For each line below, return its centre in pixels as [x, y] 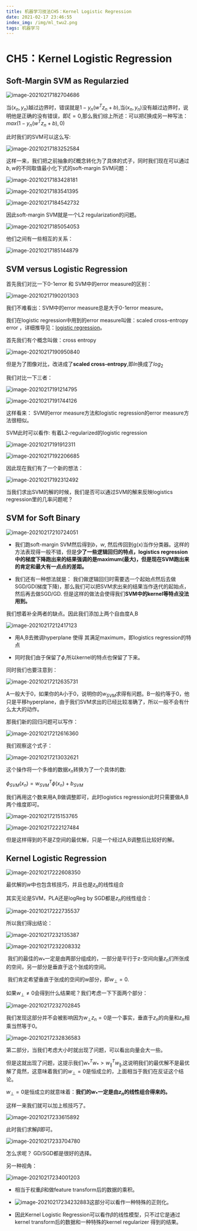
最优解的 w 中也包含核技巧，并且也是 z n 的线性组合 [65, 885]
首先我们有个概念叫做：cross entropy [51, 340]
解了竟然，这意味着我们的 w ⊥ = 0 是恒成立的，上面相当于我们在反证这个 [93, 1072]
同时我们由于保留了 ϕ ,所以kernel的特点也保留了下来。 [79, 657]
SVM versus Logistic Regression [67, 269]
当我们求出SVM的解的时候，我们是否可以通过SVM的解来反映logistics [90, 492]
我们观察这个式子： [29, 746]
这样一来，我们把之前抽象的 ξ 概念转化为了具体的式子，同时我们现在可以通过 [98, 161]
